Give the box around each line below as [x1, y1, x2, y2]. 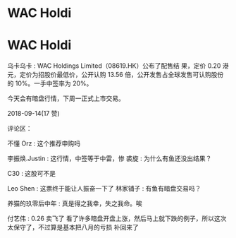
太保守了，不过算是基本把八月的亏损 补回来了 [7, 223, 139, 232]
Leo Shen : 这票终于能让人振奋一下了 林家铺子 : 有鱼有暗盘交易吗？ [7, 184, 201, 193]
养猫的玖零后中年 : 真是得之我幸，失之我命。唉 [7, 199, 142, 208]
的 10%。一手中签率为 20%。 [7, 79, 93, 88]
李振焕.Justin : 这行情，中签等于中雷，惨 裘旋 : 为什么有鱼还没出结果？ [7, 154, 212, 163]
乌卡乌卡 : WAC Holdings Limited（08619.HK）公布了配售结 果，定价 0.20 [7, 61, 221, 70]
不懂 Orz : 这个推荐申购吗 [7, 139, 81, 148]
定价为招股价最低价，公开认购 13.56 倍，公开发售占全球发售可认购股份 [19, 71, 224, 79]
